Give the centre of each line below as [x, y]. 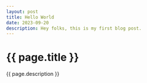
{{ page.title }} [43, 58]
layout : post [22, 12]
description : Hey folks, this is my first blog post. [74, 28]
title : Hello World [30, 17]
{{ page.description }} [33, 74]
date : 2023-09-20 [28, 23]
